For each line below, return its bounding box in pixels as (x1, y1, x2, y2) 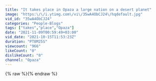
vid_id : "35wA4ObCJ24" (5, 16, 52, 21)
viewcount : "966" (5, 44, 41, 49)
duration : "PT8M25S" (5, 39, 48, 44)
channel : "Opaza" (5, 57, 41, 62)
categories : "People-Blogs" (5, 21, 63, 26)
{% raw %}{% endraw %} (5, 71, 58, 77)
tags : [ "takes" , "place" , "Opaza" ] (5, 26, 74, 30)
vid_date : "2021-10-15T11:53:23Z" (5, 35, 77, 40)
